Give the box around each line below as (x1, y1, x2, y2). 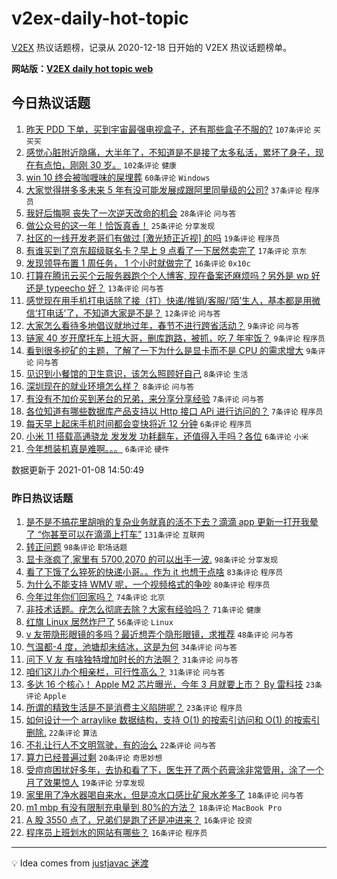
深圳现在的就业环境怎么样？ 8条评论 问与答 (25, 380, 195, 392)
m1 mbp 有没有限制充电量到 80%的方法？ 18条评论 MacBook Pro (25, 802, 283, 814)
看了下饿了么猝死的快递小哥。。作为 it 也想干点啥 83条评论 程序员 (25, 566, 284, 578)
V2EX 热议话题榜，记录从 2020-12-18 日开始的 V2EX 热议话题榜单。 (11, 41, 293, 53)
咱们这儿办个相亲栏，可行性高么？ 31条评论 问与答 (25, 666, 226, 678)
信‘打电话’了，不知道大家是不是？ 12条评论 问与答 (25, 307, 221, 319)
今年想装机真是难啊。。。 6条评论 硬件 (25, 442, 170, 454)
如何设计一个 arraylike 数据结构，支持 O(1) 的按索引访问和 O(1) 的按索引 (25, 714, 321, 726)
